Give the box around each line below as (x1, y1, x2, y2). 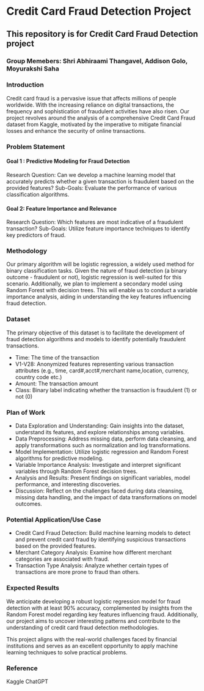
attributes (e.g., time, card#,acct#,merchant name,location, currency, (15, 366, 189, 374)
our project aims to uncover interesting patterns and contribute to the (6, 617, 181, 624)
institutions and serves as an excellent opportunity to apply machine (6, 642, 178, 649)
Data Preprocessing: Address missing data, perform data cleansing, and (15, 435, 197, 442)
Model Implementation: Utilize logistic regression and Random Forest (15, 448, 189, 456)
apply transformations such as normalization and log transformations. (15, 442, 191, 449)
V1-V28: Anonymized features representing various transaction (15, 360, 174, 368)
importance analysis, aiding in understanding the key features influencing (6, 293, 191, 301)
